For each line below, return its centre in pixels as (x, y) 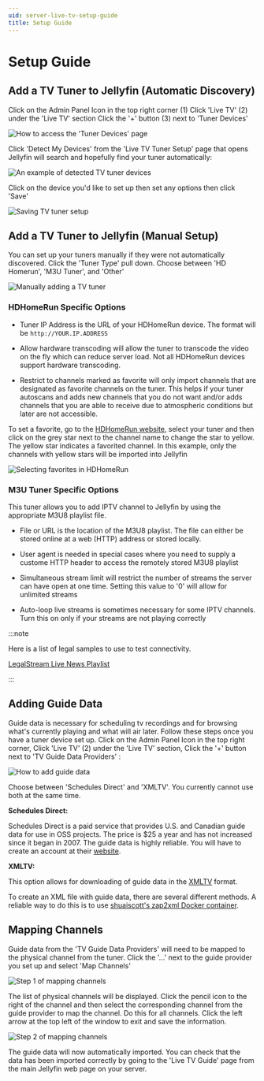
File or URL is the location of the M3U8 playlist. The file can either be (132, 530)
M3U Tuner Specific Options (64, 489)
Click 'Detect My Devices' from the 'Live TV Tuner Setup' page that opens (128, 149)
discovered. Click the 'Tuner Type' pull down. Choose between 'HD (117, 263)
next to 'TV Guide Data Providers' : (65, 756)
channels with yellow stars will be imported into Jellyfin (98, 454)
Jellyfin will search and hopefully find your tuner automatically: (110, 157)
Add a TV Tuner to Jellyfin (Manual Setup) (113, 236)
